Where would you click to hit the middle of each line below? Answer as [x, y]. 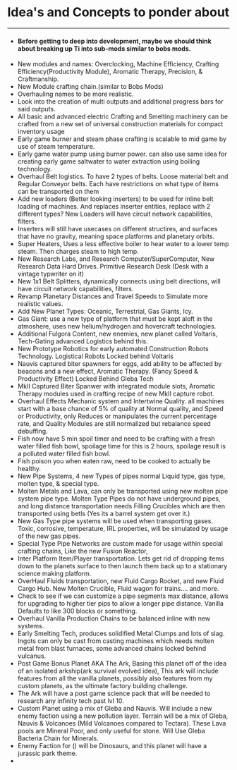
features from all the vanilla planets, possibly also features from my [115, 678]
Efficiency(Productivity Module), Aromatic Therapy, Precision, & [110, 72]
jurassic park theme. [47, 753]
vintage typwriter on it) [51, 274]
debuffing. [32, 432]
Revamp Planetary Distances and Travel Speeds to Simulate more [113, 296]
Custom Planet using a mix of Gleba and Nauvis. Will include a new [115, 709]
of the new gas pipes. [49, 536]
